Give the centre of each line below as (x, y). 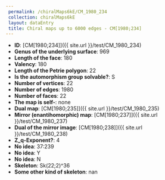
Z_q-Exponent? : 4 (37, 140)
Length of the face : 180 (43, 58)
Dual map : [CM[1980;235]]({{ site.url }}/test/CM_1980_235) (87, 108)
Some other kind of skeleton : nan (56, 172)
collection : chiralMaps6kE (42, 17)
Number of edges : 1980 (44, 89)
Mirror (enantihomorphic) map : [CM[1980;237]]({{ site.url (86, 115)
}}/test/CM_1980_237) (41, 121)
